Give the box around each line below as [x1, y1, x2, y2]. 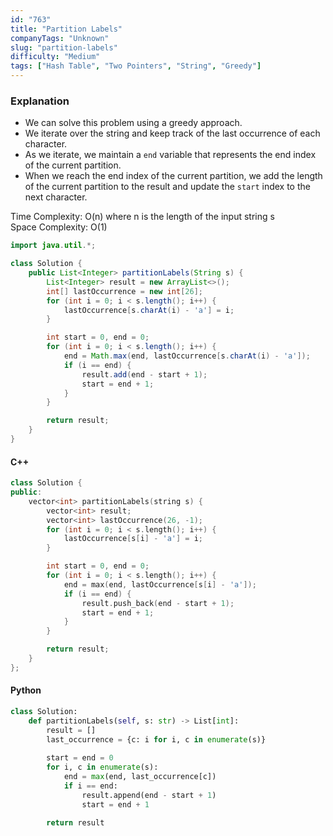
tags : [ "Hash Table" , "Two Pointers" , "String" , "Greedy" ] [10, 61, 262, 71]
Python [10, 684, 42, 696]
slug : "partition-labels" [10, 42, 118, 53]
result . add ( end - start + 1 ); [81, 369, 208, 380]
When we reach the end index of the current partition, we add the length [24, 170, 323, 182]
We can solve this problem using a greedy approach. [24, 117, 243, 129]
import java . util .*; [10, 241, 97, 251]
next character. [24, 191, 88, 203]
